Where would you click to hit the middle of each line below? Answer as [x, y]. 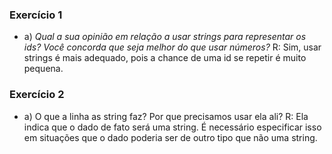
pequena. [43, 69]
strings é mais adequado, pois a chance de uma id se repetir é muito [165, 58]
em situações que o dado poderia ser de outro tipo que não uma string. [170, 137]
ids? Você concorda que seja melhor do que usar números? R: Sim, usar [172, 47]
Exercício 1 [36, 15]
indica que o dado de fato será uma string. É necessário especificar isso [172, 127]
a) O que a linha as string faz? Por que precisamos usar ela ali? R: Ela [166, 116]
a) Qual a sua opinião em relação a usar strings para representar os [165, 37]
